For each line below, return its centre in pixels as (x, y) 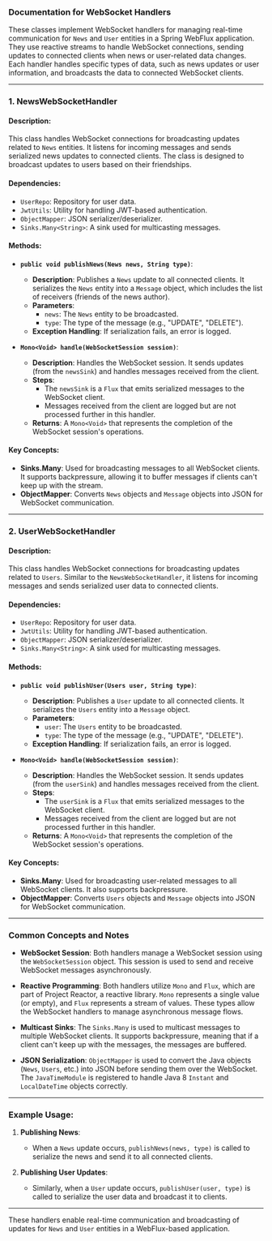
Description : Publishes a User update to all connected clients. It (138, 701)
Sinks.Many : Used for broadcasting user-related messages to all (128, 880)
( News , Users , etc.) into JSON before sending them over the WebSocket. (138, 1069)
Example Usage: (41, 1114)
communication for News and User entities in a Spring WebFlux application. (132, 38)
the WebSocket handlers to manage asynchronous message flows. (132, 1011)
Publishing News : (50, 1132)
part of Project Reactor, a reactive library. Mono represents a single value (140, 994)
